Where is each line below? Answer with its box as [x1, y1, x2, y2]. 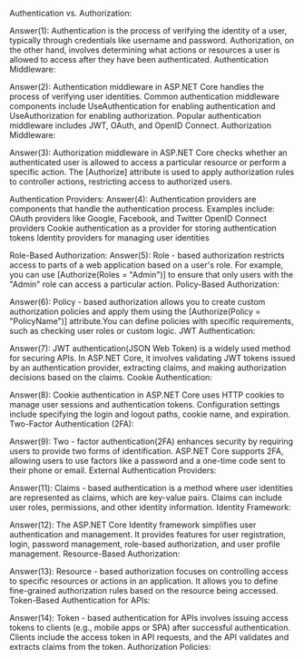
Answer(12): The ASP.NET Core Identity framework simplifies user [9, 519, 257, 530]
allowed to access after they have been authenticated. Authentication [9, 54, 270, 64]
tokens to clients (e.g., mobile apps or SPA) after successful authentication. [9, 622, 290, 633]
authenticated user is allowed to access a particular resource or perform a [9, 157, 287, 167]
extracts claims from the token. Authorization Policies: [9, 642, 211, 652]
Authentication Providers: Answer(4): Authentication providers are [9, 194, 257, 204]
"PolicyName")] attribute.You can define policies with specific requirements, [9, 316, 294, 326]
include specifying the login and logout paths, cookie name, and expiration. [9, 408, 291, 419]
